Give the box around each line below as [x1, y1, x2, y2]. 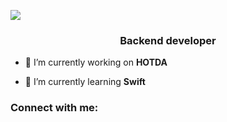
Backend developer [119, 33, 217, 47]
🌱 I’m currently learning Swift [24, 76, 146, 88]
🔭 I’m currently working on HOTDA [24, 56, 168, 69]
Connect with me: [10, 101, 99, 115]
